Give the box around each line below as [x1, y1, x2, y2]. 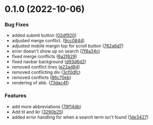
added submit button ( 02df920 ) [11, 32, 77, 38]
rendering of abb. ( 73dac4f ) [11, 80, 69, 86]
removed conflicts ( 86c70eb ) [11, 74, 71, 80]
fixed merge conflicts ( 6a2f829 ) [11, 54, 77, 60]
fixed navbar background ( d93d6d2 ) [11, 59, 87, 65]
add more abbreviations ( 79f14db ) [11, 103, 82, 110]
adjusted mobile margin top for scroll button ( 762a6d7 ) [11, 43, 124, 49]
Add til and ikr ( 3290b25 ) [11, 109, 64, 115]
